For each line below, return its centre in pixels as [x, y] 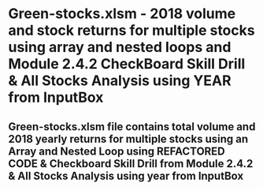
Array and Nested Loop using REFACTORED [117, 151]
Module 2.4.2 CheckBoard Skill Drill [127, 64]
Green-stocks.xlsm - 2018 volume [122, 14]
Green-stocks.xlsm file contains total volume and [132, 127]
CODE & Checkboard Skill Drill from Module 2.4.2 [131, 164]
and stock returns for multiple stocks [131, 30]
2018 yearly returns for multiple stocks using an [128, 139]
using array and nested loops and [120, 47]
